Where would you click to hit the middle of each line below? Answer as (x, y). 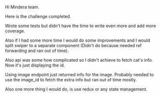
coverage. (15, 31)
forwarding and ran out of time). (37, 51)
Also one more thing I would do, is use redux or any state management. (76, 89)
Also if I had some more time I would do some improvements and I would (78, 40)
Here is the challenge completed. (38, 16)
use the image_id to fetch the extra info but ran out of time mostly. (71, 80)
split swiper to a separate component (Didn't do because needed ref (73, 45)
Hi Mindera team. (22, 7)
